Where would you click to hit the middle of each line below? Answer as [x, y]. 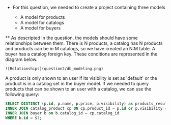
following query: [22, 94]
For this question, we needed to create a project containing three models [89, 7]
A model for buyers [40, 28]
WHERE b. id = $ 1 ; [24, 118]
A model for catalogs [42, 23]
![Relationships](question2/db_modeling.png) [54, 69]
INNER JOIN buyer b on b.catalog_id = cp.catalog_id [62, 113]
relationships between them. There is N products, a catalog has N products [84, 43]
